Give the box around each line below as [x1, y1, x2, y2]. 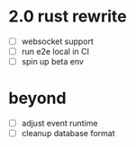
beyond [8, 88, 67, 108]
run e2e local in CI [21, 47, 90, 56]
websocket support [21, 36, 94, 47]
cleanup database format [21, 128, 115, 139]
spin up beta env [21, 56, 85, 67]
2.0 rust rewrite [8, 6, 127, 27]
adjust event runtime [21, 118, 98, 129]
